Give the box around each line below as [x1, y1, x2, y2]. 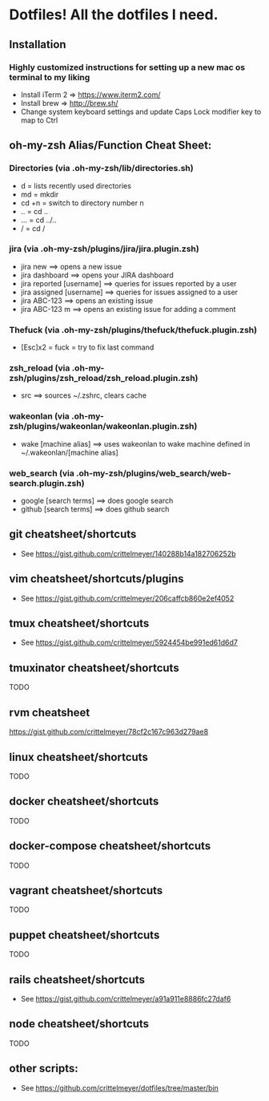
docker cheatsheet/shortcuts [9, 795, 159, 808]
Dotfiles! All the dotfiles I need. [9, 6, 219, 24]
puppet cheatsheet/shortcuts [9, 928, 160, 941]
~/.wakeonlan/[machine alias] [20, 447, 118, 457]
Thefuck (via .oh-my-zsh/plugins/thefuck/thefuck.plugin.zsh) [9, 324, 258, 335]
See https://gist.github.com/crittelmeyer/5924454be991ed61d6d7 [20, 638, 239, 647]
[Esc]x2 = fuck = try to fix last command [20, 342, 155, 352]
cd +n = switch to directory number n [20, 198, 144, 208]
